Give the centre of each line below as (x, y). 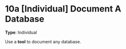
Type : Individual (21, 32)
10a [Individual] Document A (63, 9)
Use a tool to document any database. (43, 41)
